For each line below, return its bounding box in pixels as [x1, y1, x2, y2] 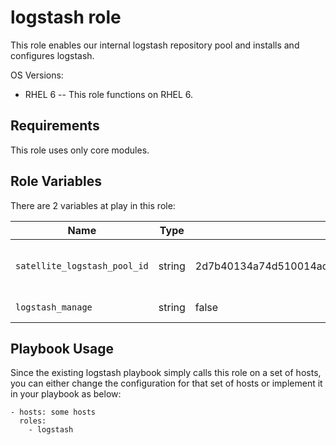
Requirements [10, 117, 100, 135]
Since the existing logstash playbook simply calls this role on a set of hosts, [10, 367, 322, 379]
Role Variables [10, 173, 102, 190]
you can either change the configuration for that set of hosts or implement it [10, 377, 323, 390]
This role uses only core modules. [10, 144, 150, 156]
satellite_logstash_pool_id [15, 260, 149, 271]
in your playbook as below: [10, 388, 122, 400]
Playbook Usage [10, 340, 115, 357]
